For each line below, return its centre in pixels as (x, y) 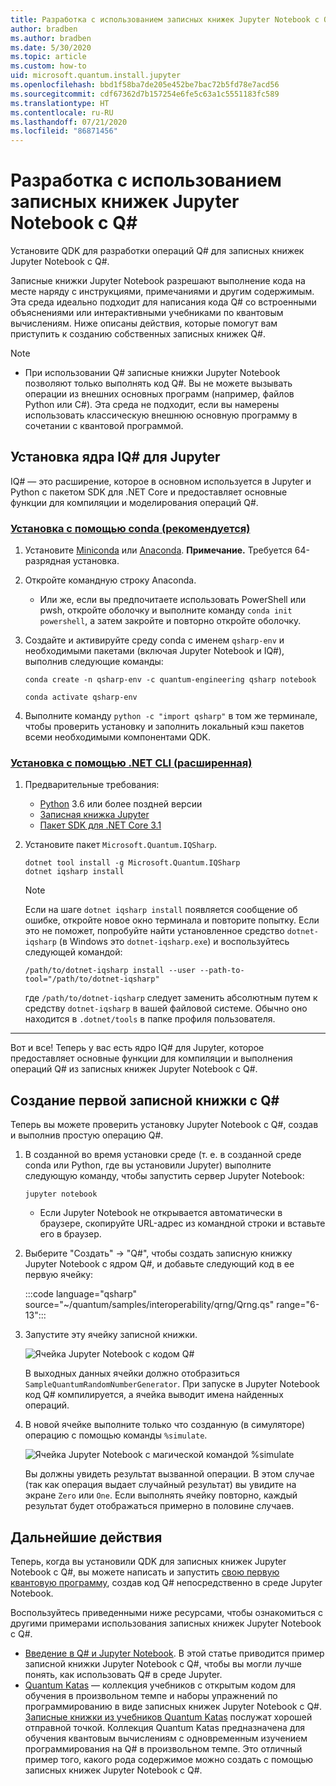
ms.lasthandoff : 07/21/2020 (69, 122)
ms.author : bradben (51, 38)
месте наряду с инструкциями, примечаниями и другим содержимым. (162, 292)
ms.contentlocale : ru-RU (62, 112)
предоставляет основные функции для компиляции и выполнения (151, 1058)
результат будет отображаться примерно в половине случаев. (159, 1506)
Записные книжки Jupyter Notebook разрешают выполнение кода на (158, 281)
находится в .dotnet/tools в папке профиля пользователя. (150, 1019)
